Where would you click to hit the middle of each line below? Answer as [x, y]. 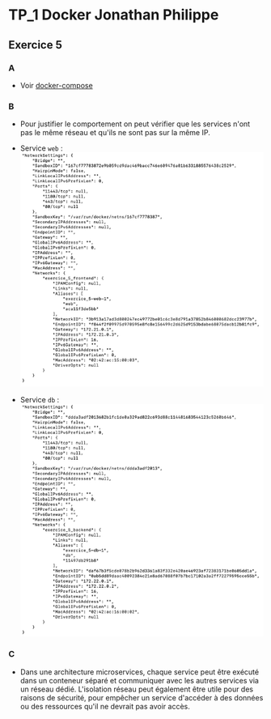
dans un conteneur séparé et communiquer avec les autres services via [139, 680]
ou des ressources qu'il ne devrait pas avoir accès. [105, 706]
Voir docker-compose [56, 85]
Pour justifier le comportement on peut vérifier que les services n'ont [135, 124]
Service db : [40, 400]
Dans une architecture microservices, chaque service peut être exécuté [140, 672]
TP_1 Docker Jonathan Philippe [114, 15]
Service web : [41, 148]
